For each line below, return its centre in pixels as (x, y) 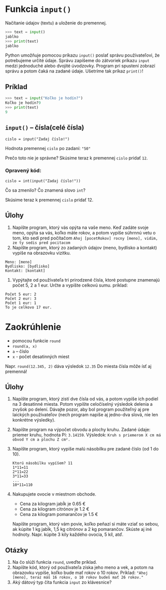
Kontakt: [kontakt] (25, 271)
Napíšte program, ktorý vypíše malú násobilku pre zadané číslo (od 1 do (85, 449)
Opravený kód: (23, 171)
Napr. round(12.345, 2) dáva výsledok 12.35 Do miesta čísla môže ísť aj (79, 366)
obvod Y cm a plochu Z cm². (41, 440)
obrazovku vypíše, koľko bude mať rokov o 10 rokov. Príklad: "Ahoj (80, 573)
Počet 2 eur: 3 (21, 298)
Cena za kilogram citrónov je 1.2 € (54, 509)
